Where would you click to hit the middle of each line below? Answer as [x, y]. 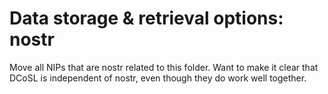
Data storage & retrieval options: [146, 18]
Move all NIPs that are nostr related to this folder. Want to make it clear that [164, 67]
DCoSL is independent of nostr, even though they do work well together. [158, 78]
